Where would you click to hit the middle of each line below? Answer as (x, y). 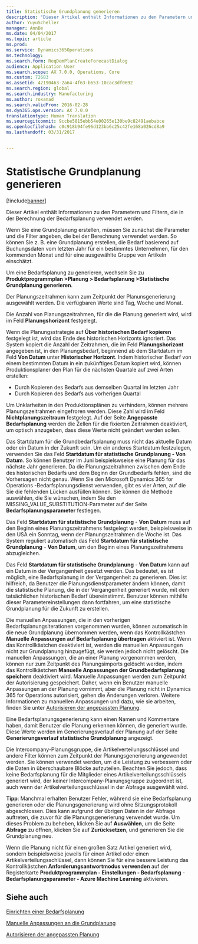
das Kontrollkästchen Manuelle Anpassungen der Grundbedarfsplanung (95, 670)
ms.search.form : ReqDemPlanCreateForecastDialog (67, 61)
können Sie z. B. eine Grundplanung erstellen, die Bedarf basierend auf (92, 242)
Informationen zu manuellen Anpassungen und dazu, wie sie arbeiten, (91, 701)
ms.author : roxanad (30, 99)
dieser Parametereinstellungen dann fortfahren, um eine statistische (88, 602)
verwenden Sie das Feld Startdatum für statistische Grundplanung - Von (96, 454)
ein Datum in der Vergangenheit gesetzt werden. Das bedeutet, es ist (90, 571)
